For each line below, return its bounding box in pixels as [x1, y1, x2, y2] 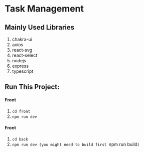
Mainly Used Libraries [5, 23, 75, 32]
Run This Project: [5, 83, 60, 91]
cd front [12, 109, 31, 114]
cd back [12, 136, 28, 142]
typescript [12, 68, 34, 74]
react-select [12, 52, 38, 58]
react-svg [12, 47, 33, 53]
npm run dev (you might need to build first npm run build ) [12, 141, 140, 147]
